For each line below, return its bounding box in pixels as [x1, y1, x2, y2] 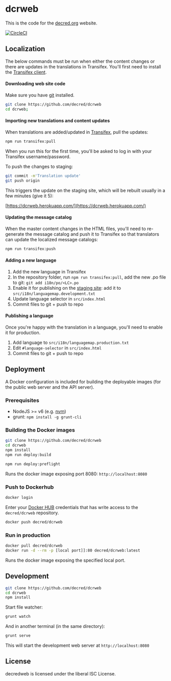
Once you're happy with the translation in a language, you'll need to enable [5, 324, 163, 331]
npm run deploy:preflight [5, 461, 60, 467]
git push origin [5, 178, 40, 183]
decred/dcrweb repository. [5, 510, 59, 516]
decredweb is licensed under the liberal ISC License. [5, 670, 116, 676]
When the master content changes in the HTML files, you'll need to [5, 225, 146, 232]
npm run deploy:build [5, 452, 52, 458]
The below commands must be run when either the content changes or [5, 58, 155, 64]
